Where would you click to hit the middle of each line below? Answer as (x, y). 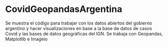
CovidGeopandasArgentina (64, 9)
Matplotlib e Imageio (26, 39)
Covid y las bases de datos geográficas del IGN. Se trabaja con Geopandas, (84, 33)
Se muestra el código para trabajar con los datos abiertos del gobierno (79, 23)
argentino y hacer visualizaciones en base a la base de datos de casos (79, 28)
